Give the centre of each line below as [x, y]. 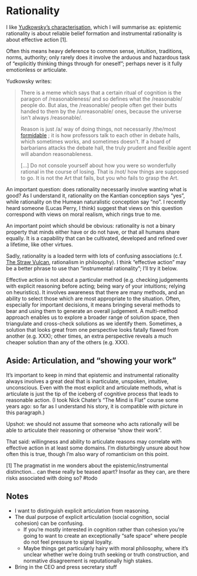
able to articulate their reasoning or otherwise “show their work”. [84, 430]
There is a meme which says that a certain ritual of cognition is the [101, 92]
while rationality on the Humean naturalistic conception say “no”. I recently [96, 202]
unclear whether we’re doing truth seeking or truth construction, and [106, 554]
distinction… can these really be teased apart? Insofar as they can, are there [98, 471]
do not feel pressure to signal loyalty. [68, 542]
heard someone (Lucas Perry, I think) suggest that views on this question [94, 208]
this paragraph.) [26, 412]
